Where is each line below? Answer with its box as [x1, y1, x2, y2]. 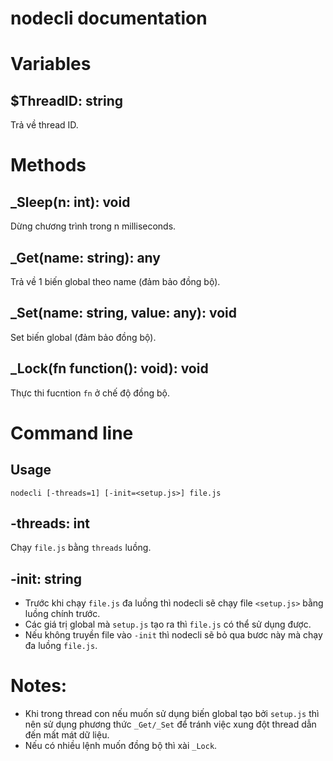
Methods [10, 154, 87, 177]
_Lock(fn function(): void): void [10, 360, 209, 377]
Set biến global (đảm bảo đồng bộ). [10, 331, 157, 343]
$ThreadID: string [10, 92, 124, 109]
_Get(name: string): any [10, 249, 161, 266]
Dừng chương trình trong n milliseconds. [10, 220, 177, 232]
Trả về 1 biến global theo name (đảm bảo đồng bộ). [10, 276, 221, 287]
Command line [10, 422, 134, 444]
